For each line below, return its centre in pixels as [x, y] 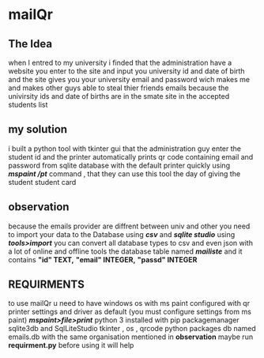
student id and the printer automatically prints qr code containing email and [131, 156]
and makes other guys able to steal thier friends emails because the [119, 88]
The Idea [30, 44]
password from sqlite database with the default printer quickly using [119, 165]
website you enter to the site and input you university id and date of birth [126, 71]
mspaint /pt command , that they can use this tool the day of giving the [124, 173]
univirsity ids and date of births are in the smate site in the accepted [119, 96]
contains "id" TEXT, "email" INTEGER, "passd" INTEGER [103, 259]
